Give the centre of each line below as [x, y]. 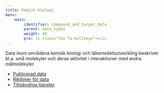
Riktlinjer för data [31, 79]
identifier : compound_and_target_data [65, 24]
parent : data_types [45, 29]
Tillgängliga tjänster [34, 84]
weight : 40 [35, 34]
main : [21, 19]
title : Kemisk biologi [30, 10]
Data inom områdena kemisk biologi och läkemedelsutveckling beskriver [82, 53]
